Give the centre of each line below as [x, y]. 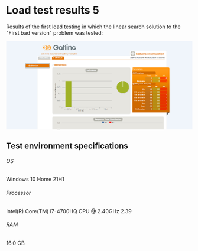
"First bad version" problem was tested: [55, 32]
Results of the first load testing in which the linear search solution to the [94, 27]
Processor [19, 193]
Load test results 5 [53, 10]
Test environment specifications [67, 146]
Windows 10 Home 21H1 [35, 179]
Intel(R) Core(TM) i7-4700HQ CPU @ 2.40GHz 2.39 [69, 211]
